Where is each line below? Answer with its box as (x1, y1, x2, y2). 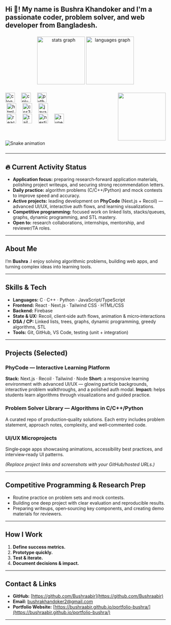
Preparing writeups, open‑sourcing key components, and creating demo (12, 505, 164, 511)
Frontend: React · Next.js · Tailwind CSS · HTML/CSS (12, 302, 124, 308)
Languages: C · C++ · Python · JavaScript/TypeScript (12, 296, 126, 303)
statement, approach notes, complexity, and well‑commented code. (5, 421, 147, 428)
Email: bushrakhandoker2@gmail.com (12, 598, 93, 605)
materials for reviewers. (12, 511, 63, 517)
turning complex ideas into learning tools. (5, 263, 93, 269)
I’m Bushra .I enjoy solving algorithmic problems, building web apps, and (5, 258, 158, 264)
